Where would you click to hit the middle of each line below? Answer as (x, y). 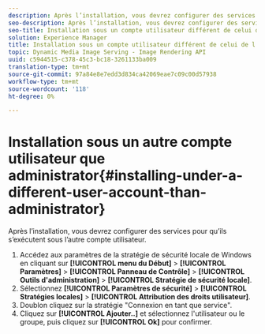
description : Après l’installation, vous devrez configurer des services (132, 15)
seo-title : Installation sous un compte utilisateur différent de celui (130, 30)
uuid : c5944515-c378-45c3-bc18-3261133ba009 (82, 60)
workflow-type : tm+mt (44, 81)
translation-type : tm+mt (49, 67)
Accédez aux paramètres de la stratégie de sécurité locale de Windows (136, 255)
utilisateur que (57, 159)
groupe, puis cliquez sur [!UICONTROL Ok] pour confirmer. (116, 322)
